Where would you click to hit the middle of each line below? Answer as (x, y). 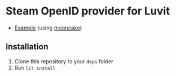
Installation (27, 47)
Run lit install (35, 68)
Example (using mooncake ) (48, 28)
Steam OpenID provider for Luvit (88, 11)
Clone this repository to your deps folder (64, 61)
